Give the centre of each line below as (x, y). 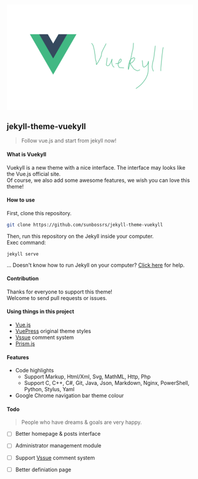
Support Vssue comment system (55, 458)
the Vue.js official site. (34, 174)
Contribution (23, 279)
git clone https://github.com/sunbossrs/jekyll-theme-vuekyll (85, 225)
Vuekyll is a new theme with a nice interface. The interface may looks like (96, 167)
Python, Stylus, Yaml (49, 389)
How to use (21, 200)
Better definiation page (43, 470)
